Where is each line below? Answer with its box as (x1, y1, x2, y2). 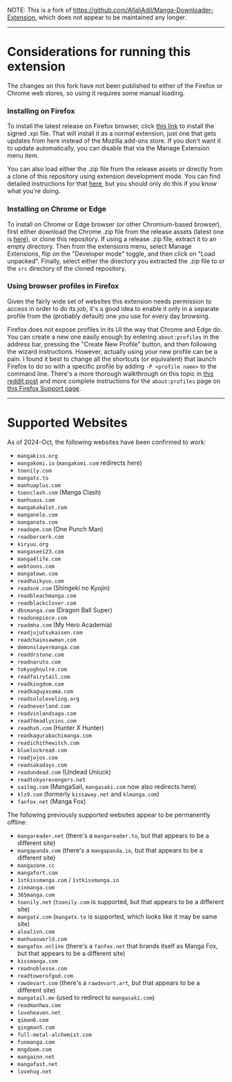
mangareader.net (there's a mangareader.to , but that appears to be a (17, 831, 209, 840)
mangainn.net (17, 1053, 55, 1061)
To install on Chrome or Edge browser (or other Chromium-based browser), (7, 220, 222, 228)
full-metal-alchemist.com (17, 1031, 92, 1038)
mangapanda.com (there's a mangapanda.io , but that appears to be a (17, 846, 204, 854)
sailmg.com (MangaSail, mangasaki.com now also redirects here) (17, 782, 197, 790)
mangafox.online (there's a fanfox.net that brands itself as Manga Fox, (17, 941, 218, 950)
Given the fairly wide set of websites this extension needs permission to (7, 297, 212, 305)
